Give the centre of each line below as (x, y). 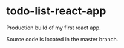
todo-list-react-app (56, 11)
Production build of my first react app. (54, 28)
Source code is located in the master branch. (62, 39)
